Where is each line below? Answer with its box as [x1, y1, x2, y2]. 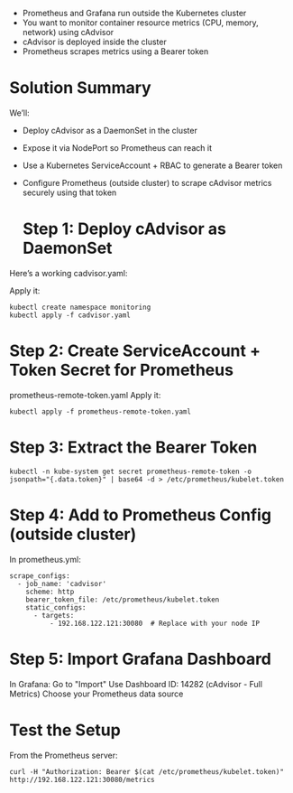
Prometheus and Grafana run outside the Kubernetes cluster [22, 8, 247, 18]
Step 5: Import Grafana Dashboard [9, 648, 272, 669]
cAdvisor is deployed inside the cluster [22, 36, 167, 47]
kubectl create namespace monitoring [9, 303, 151, 312]
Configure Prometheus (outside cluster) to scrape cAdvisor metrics [22, 177, 272, 188]
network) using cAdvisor [22, 27, 114, 37]
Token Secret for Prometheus [9, 360, 234, 380]
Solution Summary [9, 78, 151, 98]
